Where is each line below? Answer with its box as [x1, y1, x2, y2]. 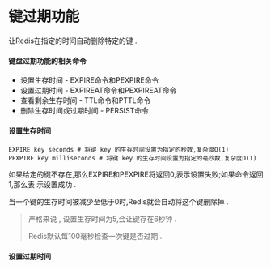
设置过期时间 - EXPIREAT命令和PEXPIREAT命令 [19, 86, 177, 96]
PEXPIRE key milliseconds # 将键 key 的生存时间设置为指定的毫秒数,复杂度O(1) [8, 155, 257, 163]
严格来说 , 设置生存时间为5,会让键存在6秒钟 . [28, 214, 177, 224]
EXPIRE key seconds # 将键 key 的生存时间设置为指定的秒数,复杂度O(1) [8, 146, 229, 154]
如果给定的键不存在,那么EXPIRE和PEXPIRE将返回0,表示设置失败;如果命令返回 [8, 169, 264, 179]
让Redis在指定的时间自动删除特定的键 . [8, 36, 138, 45]
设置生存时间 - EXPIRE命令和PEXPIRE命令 [19, 75, 159, 85]
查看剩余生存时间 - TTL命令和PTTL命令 [19, 96, 151, 105]
